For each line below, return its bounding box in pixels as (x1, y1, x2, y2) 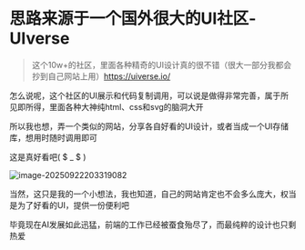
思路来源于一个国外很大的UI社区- (9, 8, 257, 29)
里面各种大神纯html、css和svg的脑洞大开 (48, 101, 204, 112)
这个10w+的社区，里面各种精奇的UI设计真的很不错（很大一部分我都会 (31, 59, 292, 70)
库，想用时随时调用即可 (9, 132, 97, 143)
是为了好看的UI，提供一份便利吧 (9, 199, 130, 210)
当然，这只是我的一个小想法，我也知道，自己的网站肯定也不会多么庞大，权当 (9, 188, 297, 199)
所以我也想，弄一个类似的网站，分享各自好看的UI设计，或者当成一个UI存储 (9, 120, 290, 132)
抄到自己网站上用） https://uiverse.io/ (31, 70, 171, 82)
